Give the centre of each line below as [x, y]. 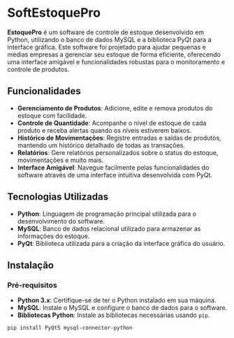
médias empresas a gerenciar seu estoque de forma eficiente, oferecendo [114, 54]
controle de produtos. [38, 69]
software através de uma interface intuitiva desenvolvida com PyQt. [115, 175]
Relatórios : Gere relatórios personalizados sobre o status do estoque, [118, 152]
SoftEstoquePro [54, 13]
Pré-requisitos [32, 285]
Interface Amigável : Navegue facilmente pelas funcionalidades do [113, 167]
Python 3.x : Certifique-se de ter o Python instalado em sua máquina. [117, 300]
